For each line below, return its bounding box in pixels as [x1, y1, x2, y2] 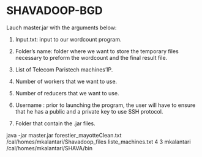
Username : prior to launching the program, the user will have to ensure [15, 101, 196, 109]
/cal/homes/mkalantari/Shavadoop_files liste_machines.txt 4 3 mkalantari [6, 138, 191, 145]
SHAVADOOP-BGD [6, 4, 103, 18]
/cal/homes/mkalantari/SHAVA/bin [6, 144, 93, 152]
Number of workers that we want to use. [15, 78, 118, 85]
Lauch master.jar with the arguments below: [6, 24, 117, 31]
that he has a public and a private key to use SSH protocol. [15, 108, 163, 115]
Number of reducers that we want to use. [15, 89, 119, 97]
